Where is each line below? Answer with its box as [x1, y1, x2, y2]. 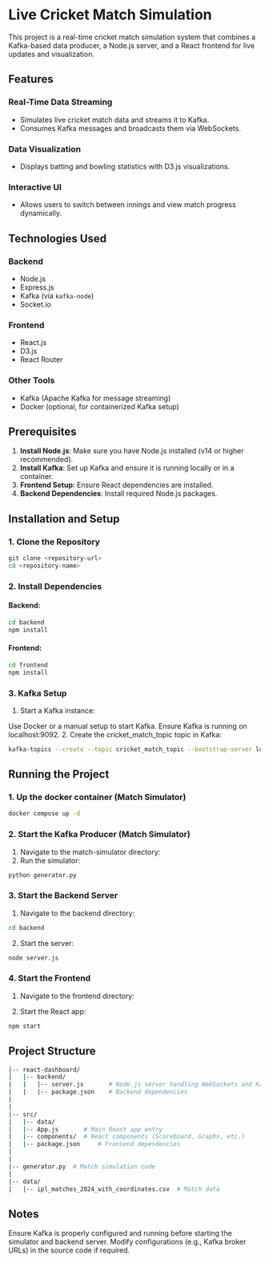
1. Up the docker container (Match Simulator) [8, 792, 187, 803]
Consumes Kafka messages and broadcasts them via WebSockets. [19, 123, 242, 133]
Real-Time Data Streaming [8, 96, 113, 108]
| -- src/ [8, 1110, 38, 1119]
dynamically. [19, 209, 62, 218]
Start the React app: [19, 1006, 86, 1016]
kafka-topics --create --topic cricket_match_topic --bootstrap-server [8, 745, 252, 753]
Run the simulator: [19, 855, 80, 865]
